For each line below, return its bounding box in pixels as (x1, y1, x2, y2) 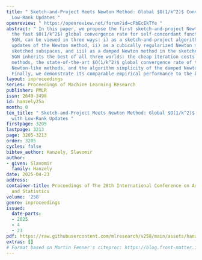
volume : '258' (6, 194, 42, 200)
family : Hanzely (11, 166, 52, 172)
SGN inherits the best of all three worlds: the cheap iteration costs (11, 54, 195, 60)
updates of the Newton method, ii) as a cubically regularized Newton (11, 43, 192, 49)
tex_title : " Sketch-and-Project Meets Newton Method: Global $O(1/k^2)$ (6, 110, 195, 116)
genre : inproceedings (6, 200, 61, 206)
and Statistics (11, 188, 50, 194)
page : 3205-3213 (6, 132, 47, 139)
